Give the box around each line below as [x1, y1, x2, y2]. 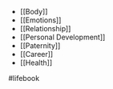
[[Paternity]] [19, 41, 61, 51]
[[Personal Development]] [19, 32, 106, 42]
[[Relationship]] [19, 24, 71, 33]
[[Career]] [19, 50, 54, 59]
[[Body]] [19, 7, 48, 16]
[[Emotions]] [19, 15, 62, 25]
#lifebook [8, 74, 40, 83]
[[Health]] [19, 58, 53, 67]
